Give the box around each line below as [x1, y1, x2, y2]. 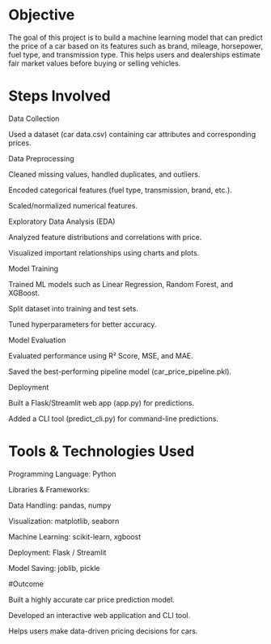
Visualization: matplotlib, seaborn [8, 516, 120, 526]
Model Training [8, 264, 59, 273]
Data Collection [8, 114, 60, 123]
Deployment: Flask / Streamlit [8, 547, 107, 557]
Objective [8, 6, 75, 24]
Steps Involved [8, 87, 111, 105]
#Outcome [8, 578, 44, 589]
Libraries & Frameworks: [8, 484, 90, 494]
